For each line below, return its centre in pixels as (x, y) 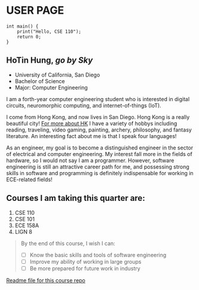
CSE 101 (25, 219)
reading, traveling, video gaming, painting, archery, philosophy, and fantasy (99, 130)
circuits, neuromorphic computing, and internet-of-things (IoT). (84, 105)
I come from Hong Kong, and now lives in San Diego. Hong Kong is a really (98, 117)
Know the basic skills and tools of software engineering (98, 255)
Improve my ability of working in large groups (85, 261)
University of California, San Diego (57, 75)
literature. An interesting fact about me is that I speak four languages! (91, 136)
